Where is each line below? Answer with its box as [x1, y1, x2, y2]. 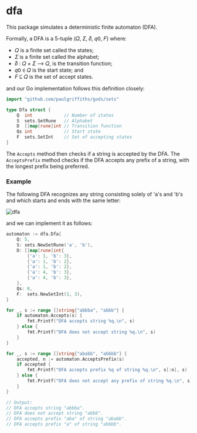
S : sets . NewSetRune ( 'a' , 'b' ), [16, 242, 93, 248]
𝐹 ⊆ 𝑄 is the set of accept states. [14, 73, 94, 80]
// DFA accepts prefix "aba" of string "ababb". [6, 416, 127, 422]
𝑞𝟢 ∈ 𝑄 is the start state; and [14, 66, 84, 73]
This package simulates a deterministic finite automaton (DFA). [6, 24, 158, 31]
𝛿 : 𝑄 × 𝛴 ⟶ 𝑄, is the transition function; [14, 60, 113, 67]
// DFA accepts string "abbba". [6, 405, 85, 411]
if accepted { [16, 361, 51, 368]
